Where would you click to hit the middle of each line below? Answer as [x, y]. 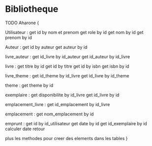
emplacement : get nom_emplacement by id [49, 114]
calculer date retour [25, 129]
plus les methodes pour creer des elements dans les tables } [66, 138]
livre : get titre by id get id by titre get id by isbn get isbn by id [67, 66]
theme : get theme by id [29, 85]
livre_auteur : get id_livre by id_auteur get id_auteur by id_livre [68, 56]
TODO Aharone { [22, 23]
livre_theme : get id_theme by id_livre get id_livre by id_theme [67, 75]
